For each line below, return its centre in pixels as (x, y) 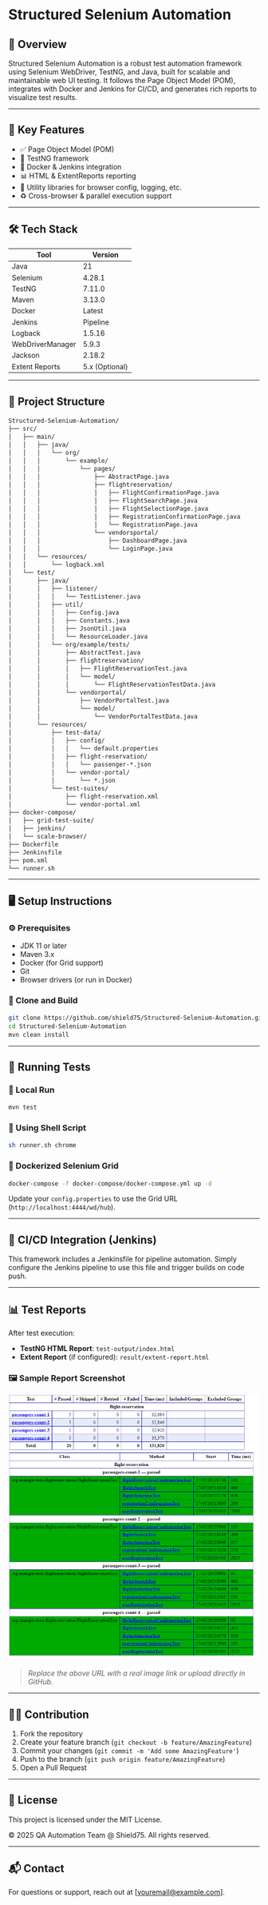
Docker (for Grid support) (61, 962)
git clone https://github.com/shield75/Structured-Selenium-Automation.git (137, 1018)
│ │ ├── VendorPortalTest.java (89, 700)
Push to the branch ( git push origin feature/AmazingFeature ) (122, 1760)
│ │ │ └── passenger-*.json (80, 764)
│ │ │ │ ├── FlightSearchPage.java (103, 500)
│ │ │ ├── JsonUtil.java (67, 628)
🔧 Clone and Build (43, 1000)
